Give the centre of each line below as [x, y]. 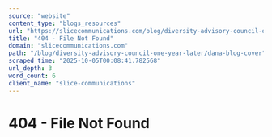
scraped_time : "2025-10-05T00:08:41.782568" [85, 61]
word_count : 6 [32, 76]
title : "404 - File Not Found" [61, 38]
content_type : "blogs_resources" [65, 23]
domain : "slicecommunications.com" [68, 46]
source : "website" [39, 16]
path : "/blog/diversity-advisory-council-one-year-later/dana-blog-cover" [137, 53]
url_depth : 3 [30, 68]
